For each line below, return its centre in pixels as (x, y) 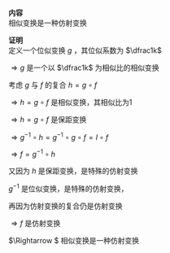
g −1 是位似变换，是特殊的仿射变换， (68, 188)
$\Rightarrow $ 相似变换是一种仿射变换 (74, 240)
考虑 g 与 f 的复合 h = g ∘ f (53, 85)
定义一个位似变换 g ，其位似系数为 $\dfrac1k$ (85, 50)
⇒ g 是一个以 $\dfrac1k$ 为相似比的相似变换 (85, 68)
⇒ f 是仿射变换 (36, 223)
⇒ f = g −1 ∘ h (33, 154)
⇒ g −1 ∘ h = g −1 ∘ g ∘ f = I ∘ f (60, 136)
